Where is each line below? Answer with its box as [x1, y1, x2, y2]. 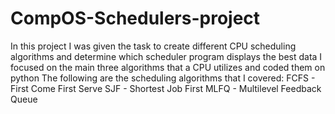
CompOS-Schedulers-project [10, 7, 261, 30]
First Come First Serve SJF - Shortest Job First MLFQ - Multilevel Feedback [10, 82, 322, 94]
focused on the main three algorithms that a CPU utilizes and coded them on [10, 61, 326, 73]
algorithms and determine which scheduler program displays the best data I [10, 50, 323, 62]
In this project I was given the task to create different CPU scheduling [10, 40, 297, 52]
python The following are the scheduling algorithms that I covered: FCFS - [10, 72, 316, 84]
